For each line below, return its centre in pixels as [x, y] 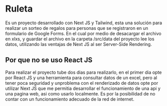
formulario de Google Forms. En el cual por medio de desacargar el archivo [83, 33]
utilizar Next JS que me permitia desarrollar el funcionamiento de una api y [83, 88]
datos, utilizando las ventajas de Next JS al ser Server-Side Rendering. [79, 44]
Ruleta [19, 9]
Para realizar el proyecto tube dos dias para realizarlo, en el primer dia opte [84, 72]
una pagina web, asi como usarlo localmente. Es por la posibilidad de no [80, 93]
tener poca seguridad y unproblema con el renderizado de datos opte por [82, 83]
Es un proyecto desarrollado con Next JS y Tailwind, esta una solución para [84, 23]
